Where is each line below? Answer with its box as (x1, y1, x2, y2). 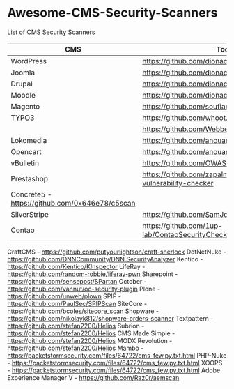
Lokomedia (10, 135, 47, 145)
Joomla (10, 68, 36, 77)
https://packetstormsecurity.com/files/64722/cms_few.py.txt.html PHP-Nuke (7, 351, 227, 360)
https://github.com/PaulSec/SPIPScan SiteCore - (7, 299, 148, 307)
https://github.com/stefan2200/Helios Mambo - (7, 344, 144, 352)
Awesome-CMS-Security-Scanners (7, 5, 218, 21)
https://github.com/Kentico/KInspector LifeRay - (7, 262, 146, 270)
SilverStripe (10, 209, 49, 219)
